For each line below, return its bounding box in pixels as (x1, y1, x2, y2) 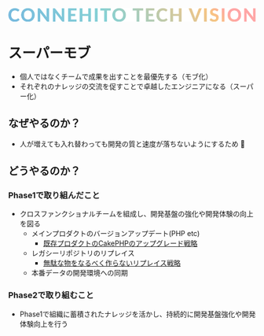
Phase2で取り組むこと (8, 290, 94, 301)
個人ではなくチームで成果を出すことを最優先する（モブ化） (19, 72, 213, 81)
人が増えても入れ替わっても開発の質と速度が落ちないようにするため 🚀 (19, 138, 245, 149)
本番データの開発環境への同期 (31, 268, 128, 278)
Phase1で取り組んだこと (8, 190, 101, 201)
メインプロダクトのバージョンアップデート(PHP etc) (31, 229, 200, 238)
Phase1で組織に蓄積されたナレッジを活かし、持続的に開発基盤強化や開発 (19, 309, 256, 319)
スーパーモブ (8, 44, 91, 62)
